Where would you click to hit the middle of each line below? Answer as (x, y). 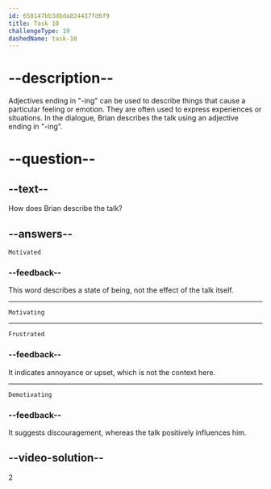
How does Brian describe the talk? (65, 209)
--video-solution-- (56, 458)
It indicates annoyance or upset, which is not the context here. (112, 372)
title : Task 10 (34, 23)
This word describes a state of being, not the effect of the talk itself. (121, 290)
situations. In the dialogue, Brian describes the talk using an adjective (124, 118)
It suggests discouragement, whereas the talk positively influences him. (127, 432)
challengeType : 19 (39, 31)
